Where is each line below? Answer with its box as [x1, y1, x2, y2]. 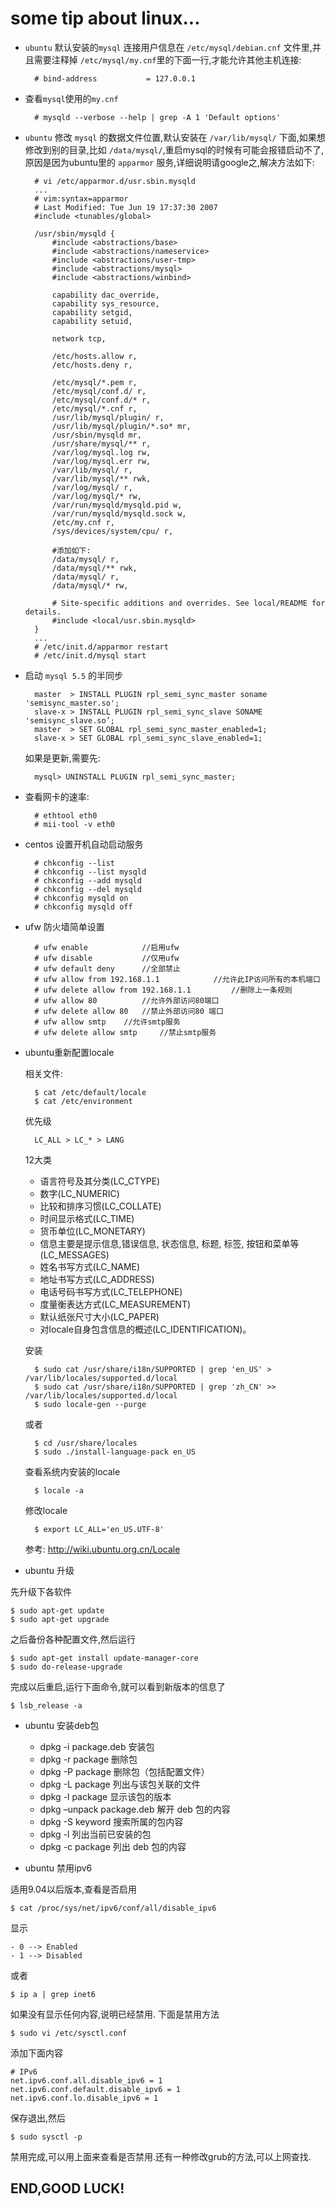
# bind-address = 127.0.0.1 [34, 73, 196, 84]
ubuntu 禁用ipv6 [24, 1862, 93, 1874]
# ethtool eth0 [34, 810, 98, 821]
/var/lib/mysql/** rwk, [51, 473, 152, 484]
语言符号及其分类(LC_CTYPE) [39, 1175, 161, 1187]
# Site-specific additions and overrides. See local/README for [51, 598, 326, 608]
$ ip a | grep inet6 [10, 1989, 97, 1999]
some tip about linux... [10, 7, 201, 30]
